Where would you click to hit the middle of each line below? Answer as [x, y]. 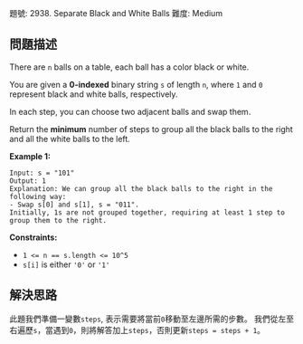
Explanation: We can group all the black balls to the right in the [141, 188]
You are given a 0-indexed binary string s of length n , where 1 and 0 [137, 84]
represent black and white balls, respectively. [94, 94]
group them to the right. [58, 220]
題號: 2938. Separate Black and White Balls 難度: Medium [116, 13]
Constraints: [33, 237]
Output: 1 [28, 181]
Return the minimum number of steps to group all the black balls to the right [151, 129]
